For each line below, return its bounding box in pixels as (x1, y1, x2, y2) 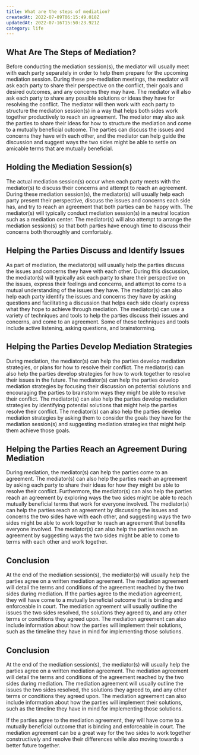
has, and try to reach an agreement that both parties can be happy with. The (6, 203, 193, 210)
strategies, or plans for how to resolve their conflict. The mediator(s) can (6, 363, 184, 371)
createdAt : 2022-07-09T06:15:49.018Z (6, 14, 100, 20)
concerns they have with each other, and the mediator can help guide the (6, 132, 186, 139)
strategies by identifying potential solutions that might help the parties (6, 401, 178, 408)
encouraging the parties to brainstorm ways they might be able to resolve (6, 389, 186, 396)
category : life (6, 25, 44, 31)
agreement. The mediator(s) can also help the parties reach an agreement (6, 475, 187, 483)
